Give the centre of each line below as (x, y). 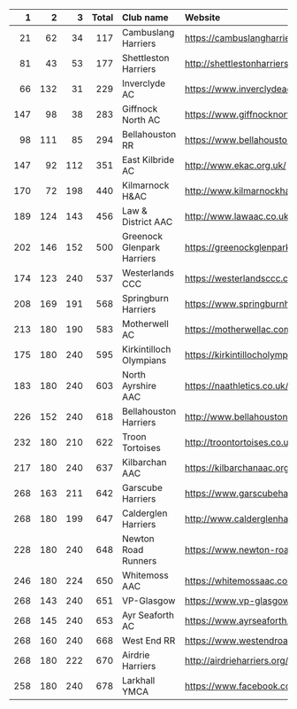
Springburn (146, 298)
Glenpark (141, 247)
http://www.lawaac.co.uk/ (238, 216)
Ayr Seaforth (148, 615)
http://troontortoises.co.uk (239, 442)
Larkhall (139, 680)
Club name (146, 17)
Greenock (143, 236)
